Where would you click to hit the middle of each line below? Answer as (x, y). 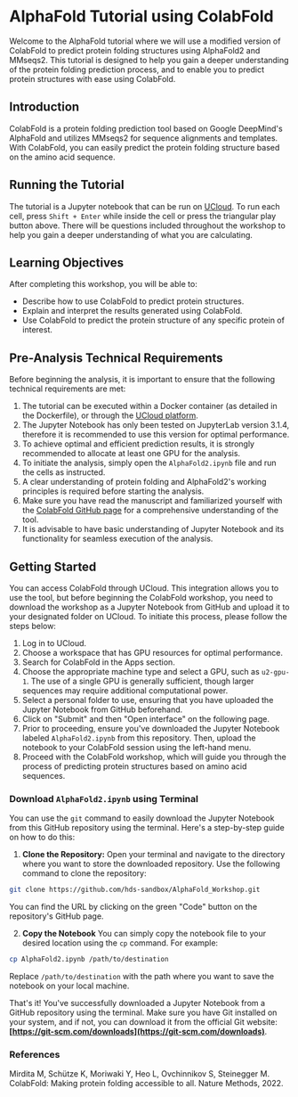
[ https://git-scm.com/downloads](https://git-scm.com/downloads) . (138, 1032)
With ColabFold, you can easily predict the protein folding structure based (145, 147)
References (35, 1054)
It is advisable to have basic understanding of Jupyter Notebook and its (153, 529)
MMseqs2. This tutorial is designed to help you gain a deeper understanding (149, 60)
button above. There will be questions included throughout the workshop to (148, 225)
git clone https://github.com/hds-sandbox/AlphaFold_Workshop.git (135, 890)
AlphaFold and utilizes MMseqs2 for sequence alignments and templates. (144, 138)
